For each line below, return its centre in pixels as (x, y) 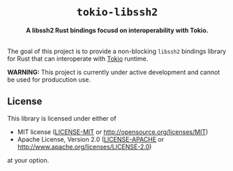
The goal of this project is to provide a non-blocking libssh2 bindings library (117, 51)
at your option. (28, 160)
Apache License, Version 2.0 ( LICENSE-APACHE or (91, 139)
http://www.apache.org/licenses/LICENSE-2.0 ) (84, 147)
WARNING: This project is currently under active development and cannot (114, 72)
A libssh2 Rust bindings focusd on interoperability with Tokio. (117, 30)
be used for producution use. (49, 80)
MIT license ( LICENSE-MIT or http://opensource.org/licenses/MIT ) (113, 132)
